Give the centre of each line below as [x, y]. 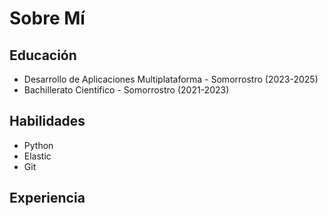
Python [38, 145]
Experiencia [47, 198]
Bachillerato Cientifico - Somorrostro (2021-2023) [126, 90]
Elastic [37, 156]
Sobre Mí [47, 18]
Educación [43, 55]
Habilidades [47, 121]
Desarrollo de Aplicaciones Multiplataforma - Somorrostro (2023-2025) [171, 79]
